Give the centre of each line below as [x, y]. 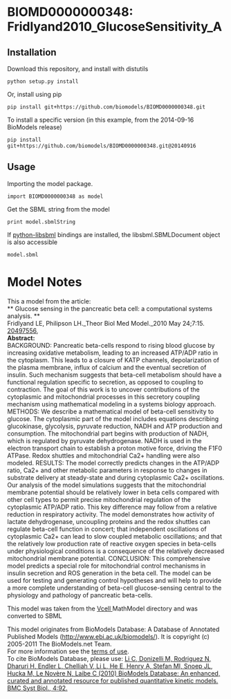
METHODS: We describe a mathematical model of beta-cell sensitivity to [111, 411]
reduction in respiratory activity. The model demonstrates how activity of [111, 514]
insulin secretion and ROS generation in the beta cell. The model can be [109, 573]
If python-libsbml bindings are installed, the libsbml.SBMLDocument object [114, 234]
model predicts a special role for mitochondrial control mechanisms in [107, 566]
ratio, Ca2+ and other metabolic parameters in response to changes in [107, 470]
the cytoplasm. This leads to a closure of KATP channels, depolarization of [113, 360]
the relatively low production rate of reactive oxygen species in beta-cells [112, 543]
